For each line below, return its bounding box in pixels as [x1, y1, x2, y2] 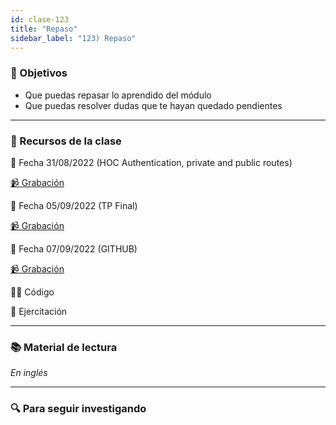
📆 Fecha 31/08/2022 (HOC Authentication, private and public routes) [10, 156, 293, 168]
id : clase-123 [10, 14, 70, 25]
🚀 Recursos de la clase [10, 134, 122, 148]
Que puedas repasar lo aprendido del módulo [24, 89, 212, 101]
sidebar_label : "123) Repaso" [10, 33, 137, 43]
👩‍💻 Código [10, 286, 55, 298]
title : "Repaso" [10, 24, 78, 34]
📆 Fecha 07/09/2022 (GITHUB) [10, 242, 138, 255]
